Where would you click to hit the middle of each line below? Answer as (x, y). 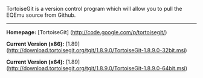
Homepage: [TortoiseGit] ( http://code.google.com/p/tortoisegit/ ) (87, 32)
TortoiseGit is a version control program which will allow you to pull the (94, 9)
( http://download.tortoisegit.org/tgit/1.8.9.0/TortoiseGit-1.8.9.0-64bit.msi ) (97, 68)
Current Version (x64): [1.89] (43, 62)
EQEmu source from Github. (41, 15)
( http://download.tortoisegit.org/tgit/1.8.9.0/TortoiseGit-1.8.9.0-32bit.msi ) (97, 50)
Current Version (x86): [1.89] (43, 44)
